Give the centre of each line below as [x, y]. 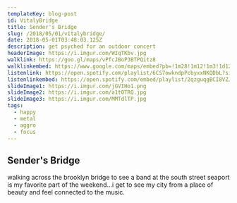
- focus [25, 132]
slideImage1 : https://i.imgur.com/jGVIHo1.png [77, 86]
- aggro [25, 125]
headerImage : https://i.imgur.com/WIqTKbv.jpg [77, 54]
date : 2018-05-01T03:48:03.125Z [55, 40]
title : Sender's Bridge [42, 27]
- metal [25, 118]
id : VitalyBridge [33, 20]
